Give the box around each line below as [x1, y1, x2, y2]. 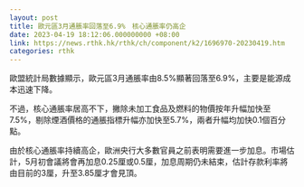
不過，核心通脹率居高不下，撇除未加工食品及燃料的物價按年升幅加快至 [9, 103, 271, 114]
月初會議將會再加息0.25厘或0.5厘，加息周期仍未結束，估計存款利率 [30, 156, 280, 167]
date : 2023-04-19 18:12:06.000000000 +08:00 [9, 30, 180, 39]
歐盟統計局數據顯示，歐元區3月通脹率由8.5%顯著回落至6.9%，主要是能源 [9, 73, 283, 84]
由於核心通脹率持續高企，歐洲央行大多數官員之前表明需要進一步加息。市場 [9, 145, 287, 156]
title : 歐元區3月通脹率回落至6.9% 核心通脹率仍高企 [9, 22, 186, 31]
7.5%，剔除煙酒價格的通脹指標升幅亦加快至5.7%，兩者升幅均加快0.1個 [9, 115, 271, 126]
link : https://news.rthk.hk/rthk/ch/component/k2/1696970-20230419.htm [9, 38, 285, 48]
